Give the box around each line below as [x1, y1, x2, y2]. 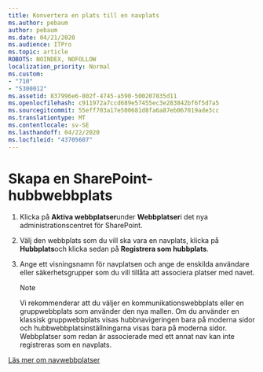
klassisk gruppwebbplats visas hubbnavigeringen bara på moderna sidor [19, 315, 255, 325]
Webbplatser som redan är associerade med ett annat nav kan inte [19, 332, 236, 341]
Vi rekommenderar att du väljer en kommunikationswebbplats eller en [19, 298, 245, 308]
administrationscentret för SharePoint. [19, 221, 143, 230]
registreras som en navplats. [19, 340, 112, 350]
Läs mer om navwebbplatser [8, 355, 100, 365]
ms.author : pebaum [8, 19, 68, 27]
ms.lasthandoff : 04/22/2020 [8, 128, 100, 136]
